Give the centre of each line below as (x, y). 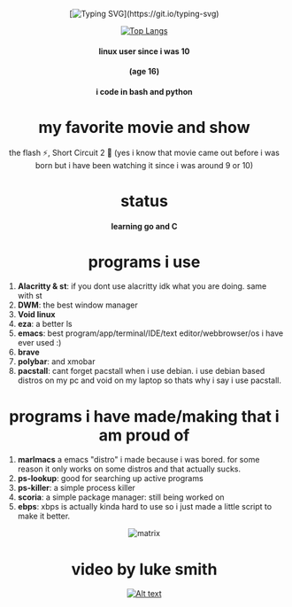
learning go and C (144, 226)
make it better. (44, 516)
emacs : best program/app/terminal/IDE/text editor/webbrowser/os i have (150, 333)
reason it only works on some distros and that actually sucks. (129, 469)
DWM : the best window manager (78, 305)
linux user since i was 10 (144, 51)
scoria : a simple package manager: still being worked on (121, 497)
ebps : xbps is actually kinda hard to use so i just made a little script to (145, 507)
